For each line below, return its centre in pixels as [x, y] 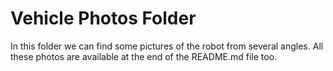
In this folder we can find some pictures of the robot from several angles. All [167, 46]
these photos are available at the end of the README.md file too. [144, 56]
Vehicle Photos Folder [103, 18]
